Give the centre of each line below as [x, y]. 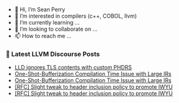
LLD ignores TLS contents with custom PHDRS [73, 67]
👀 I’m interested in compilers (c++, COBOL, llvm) [75, 16]
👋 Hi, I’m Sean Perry [40, 10]
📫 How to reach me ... [43, 36]
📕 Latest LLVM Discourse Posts [53, 54]
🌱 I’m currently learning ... [47, 22]
